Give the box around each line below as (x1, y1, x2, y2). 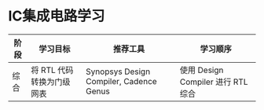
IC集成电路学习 (8, 7, 105, 25)
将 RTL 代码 (31, 64, 74, 75)
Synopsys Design (86, 66, 151, 77)
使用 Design (179, 64, 224, 75)
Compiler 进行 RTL (179, 76, 248, 87)
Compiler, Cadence (86, 75, 157, 86)
